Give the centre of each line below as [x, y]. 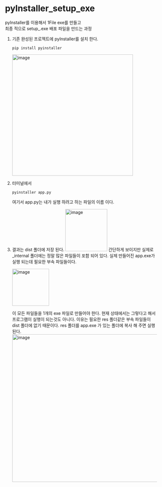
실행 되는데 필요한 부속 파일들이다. [44, 261]
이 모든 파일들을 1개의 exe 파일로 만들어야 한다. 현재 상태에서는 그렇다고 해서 [84, 313]
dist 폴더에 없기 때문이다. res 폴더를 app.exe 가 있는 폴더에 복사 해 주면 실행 [83, 325]
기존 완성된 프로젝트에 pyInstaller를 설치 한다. [55, 39]
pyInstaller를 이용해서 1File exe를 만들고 [43, 22]
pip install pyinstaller [37, 48]
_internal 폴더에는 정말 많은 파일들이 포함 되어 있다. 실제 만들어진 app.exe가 [83, 256]
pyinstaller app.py [32, 192]
